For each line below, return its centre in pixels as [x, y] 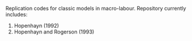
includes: [16, 14]
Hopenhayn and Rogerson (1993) [54, 32]
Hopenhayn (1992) [36, 26]
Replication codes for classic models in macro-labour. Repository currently [96, 8]
